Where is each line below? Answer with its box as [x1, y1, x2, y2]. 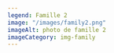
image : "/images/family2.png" [7, 19, 107, 26]
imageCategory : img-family [7, 33, 96, 41]
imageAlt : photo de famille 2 [7, 26, 107, 34]
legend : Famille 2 [7, 11, 68, 19]
